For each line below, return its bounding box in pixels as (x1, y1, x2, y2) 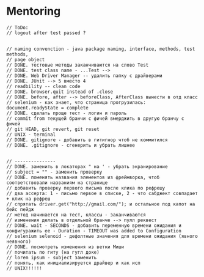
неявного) (6, 238, 32, 245)
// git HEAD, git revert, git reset (6, 126, 100, 132)
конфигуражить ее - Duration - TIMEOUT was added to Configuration (6, 227, 182, 234)
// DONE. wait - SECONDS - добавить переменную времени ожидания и (6, 222, 182, 229)
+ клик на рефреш (6, 196, 51, 202)
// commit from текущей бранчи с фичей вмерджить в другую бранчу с (6, 115, 184, 122)
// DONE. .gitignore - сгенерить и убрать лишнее (6, 142, 136, 148)
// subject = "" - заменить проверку (6, 169, 103, 175)
